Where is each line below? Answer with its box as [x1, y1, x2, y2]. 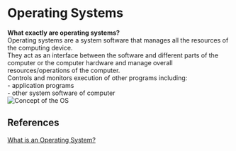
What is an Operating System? [7, 135, 96, 144]
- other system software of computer [7, 89, 116, 97]
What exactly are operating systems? [7, 28, 120, 37]
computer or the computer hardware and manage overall [7, 58, 173, 67]
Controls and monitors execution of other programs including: [7, 73, 188, 82]
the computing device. [7, 43, 73, 52]
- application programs [7, 81, 74, 89]
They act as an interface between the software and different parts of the [7, 51, 218, 60]
